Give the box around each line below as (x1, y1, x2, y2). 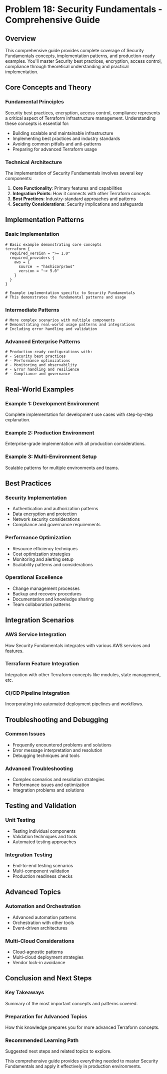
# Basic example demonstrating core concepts (5, 242, 101, 247)
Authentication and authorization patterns (12, 506, 98, 512)
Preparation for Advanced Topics (5, 1013, 87, 1020)
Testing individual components (12, 828, 76, 834)
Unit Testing (5, 817, 35, 824)
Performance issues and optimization (12, 782, 89, 788)
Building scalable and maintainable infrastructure (12, 130, 113, 136)
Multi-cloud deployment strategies (12, 954, 84, 960)
